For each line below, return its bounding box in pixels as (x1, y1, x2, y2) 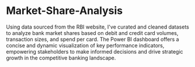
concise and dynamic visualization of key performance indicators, (6, 42, 165, 49)
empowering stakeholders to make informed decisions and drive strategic (6, 48, 183, 55)
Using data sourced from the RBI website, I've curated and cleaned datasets (6, 23, 190, 30)
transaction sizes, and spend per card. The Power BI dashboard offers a (6, 36, 179, 43)
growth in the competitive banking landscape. (6, 54, 116, 61)
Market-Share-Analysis (6, 4, 123, 17)
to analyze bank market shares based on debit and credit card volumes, (6, 29, 179, 36)
